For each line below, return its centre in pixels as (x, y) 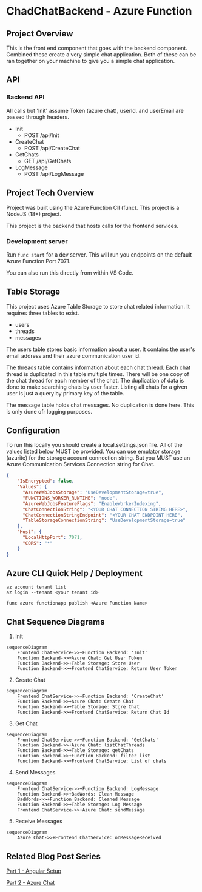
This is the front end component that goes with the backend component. (97, 48)
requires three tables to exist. (43, 313)
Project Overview (40, 34)
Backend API (25, 97)
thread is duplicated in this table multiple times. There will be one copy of (98, 374)
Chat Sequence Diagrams (56, 622)
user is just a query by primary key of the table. (65, 393)
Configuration (33, 431)
